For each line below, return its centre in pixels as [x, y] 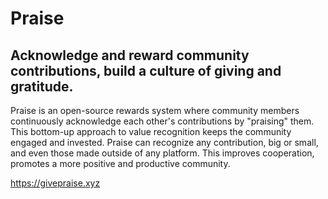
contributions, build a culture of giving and [146, 70]
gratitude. [42, 86]
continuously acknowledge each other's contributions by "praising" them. [162, 121]
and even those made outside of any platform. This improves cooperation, [162, 153]
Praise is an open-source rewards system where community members [155, 110]
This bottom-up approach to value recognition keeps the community [151, 131]
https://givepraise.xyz [55, 183]
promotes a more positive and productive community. [120, 163]
